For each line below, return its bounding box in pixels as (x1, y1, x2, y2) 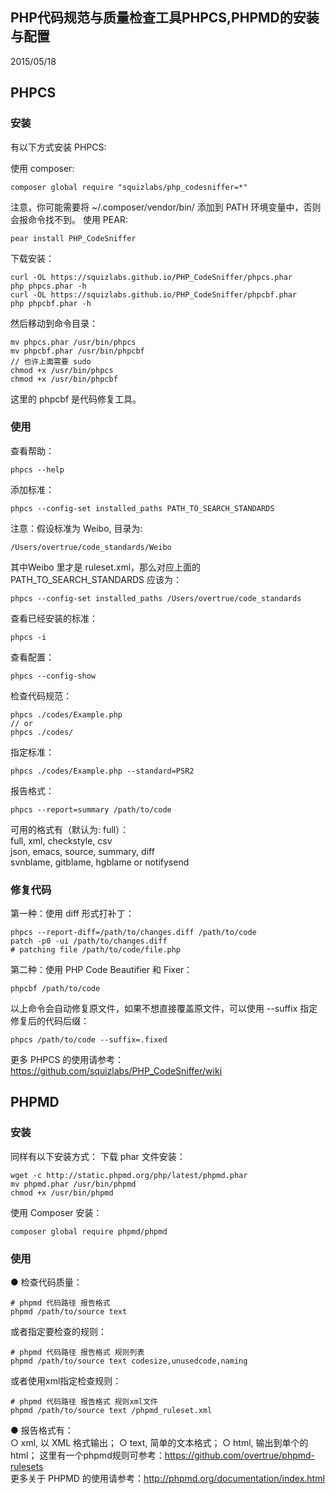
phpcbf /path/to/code (10, 984, 101, 994)
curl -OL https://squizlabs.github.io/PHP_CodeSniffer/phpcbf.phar (10, 289, 298, 300)
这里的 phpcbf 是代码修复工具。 (10, 393, 142, 405)
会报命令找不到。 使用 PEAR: (10, 213, 128, 225)
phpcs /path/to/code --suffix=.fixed (10, 1035, 168, 1045)
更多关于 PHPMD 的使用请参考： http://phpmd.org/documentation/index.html (10, 1473, 325, 1485)
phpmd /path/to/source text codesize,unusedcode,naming (10, 1356, 248, 1367)
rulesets (10, 1461, 44, 1473)
